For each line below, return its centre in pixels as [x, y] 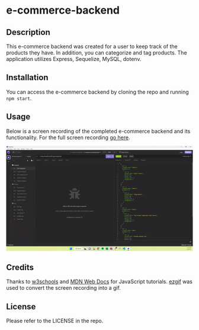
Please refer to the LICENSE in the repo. [55, 321]
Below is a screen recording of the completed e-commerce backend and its [98, 131]
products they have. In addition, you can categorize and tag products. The [97, 53]
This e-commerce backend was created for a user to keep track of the [92, 46]
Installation [27, 78]
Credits [20, 267]
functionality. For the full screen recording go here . [68, 137]
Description [28, 32]
